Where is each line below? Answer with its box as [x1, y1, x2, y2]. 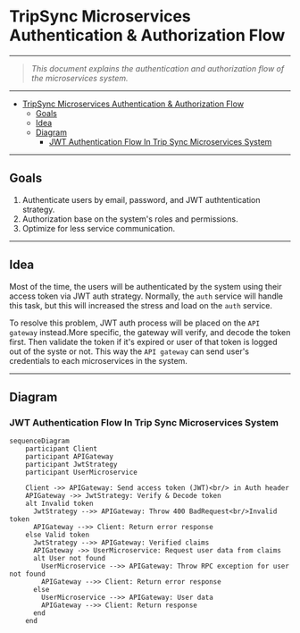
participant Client [25, 444, 98, 453]
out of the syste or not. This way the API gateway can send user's [9, 346, 250, 357]
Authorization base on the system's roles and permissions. [21, 213, 238, 224]
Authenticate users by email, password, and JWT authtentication [21, 194, 261, 205]
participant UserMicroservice [25, 468, 138, 477]
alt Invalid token [25, 499, 94, 509]
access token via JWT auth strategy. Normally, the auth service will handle [9, 291, 284, 301]
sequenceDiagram [9, 436, 70, 446]
